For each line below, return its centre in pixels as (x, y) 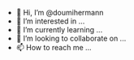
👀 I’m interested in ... (50, 21)
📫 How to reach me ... (54, 47)
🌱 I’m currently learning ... (59, 30)
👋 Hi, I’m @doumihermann (60, 13)
